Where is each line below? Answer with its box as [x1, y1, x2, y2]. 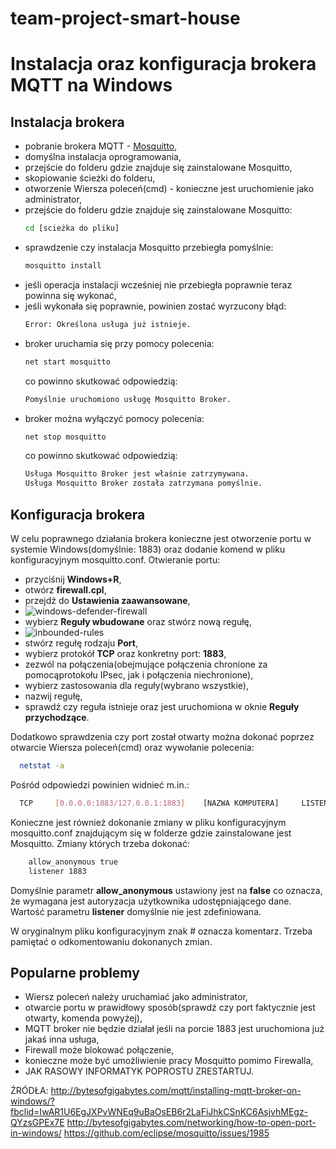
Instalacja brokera [10, 113, 125, 131]
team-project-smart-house [10, 7, 241, 30]
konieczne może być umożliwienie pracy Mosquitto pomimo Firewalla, [24, 1055, 314, 1067]
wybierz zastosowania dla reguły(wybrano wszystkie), [24, 680, 249, 691]
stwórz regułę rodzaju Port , [24, 637, 138, 649]
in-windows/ [10, 1127, 62, 1139]
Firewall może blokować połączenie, [24, 1044, 175, 1056]
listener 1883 [28, 866, 87, 876]
